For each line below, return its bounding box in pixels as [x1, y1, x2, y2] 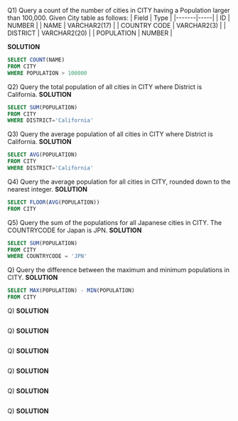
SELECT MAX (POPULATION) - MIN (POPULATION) [7, 287, 135, 294]
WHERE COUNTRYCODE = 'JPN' [7, 253, 87, 260]
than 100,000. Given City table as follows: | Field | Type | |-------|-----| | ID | [7, 14, 230, 22]
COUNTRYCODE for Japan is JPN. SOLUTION [7, 226, 142, 234]
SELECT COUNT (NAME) [7, 56, 65, 63]
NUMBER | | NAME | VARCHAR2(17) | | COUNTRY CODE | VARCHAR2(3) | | [7, 21, 226, 29]
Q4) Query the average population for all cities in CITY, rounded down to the [7, 177, 231, 186]
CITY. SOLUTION [7, 274, 58, 282]
